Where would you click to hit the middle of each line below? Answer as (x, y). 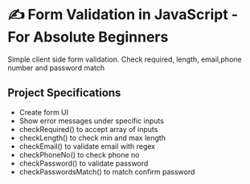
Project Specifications (64, 93)
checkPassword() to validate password (84, 163)
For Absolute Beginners (88, 37)
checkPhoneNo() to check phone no (79, 154)
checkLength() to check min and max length (92, 138)
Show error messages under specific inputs (91, 121)
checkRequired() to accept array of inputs (88, 129)
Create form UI (44, 112)
